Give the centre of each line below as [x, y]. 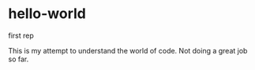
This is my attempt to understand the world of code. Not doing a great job [128, 50]
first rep [21, 35]
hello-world [47, 14]
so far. [19, 59]
